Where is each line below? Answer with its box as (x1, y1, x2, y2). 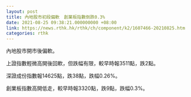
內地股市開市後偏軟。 (6, 48, 58, 55)
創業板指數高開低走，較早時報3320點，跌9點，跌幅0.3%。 (6, 85, 148, 92)
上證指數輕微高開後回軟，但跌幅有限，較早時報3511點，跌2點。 (6, 60, 159, 67)
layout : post (6, 8, 38, 15)
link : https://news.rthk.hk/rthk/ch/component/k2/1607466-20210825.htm (6, 25, 185, 31)
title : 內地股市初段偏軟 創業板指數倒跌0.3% (6, 14, 106, 20)
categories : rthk (6, 31, 49, 36)
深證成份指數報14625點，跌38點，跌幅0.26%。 (6, 72, 121, 79)
